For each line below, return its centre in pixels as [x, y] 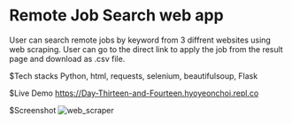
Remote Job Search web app [116, 15]
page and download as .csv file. [67, 58]
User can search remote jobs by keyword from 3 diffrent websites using [140, 40]
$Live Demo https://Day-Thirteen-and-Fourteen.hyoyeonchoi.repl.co [134, 93]
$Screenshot [33, 110]
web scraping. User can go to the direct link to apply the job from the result [146, 49]
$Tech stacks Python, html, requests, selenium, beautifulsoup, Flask [134, 75]
